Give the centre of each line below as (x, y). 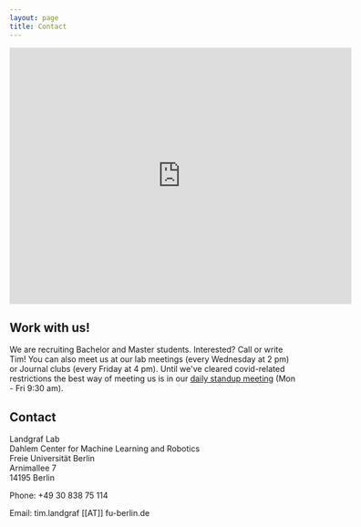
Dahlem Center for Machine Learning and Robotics (105, 449)
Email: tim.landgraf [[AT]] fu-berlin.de (80, 513)
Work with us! (50, 328)
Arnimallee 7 (33, 468)
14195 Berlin (32, 478)
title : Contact (38, 26)
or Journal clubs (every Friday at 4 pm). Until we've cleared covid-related (147, 369)
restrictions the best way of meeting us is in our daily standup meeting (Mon (153, 378)
